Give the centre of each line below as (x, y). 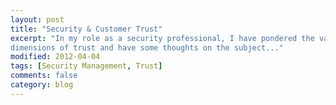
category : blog (42, 85)
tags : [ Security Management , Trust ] (86, 66)
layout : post (37, 19)
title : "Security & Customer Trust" (86, 29)
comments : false (44, 76)
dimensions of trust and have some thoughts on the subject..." (147, 47)
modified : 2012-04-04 (55, 57)
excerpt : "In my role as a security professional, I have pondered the (162, 38)
